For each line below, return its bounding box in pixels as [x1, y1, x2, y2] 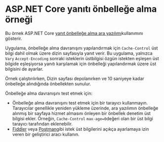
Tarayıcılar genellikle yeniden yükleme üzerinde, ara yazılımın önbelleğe [12, 105, 159, 111]
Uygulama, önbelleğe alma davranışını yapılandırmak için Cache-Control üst [5, 45, 158, 51]
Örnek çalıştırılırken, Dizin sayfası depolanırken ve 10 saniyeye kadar [5, 75, 145, 81]
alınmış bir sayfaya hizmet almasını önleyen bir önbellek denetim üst [12, 110, 151, 116]
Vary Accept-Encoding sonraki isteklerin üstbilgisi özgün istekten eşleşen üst [5, 55, 159, 61]
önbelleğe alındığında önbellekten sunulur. [5, 80, 91, 87]
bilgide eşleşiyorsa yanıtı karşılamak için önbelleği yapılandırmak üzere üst [5, 61, 157, 67]
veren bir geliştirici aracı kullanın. [12, 131, 80, 137]
